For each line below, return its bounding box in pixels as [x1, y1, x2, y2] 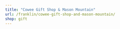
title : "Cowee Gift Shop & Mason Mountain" [5, 7, 96, 12]
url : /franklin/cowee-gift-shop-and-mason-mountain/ [5, 12, 116, 17]
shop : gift [5, 16, 28, 21]
